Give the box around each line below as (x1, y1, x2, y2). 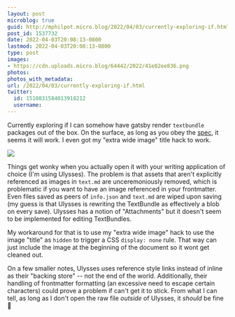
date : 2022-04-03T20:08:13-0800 (7, 36, 101, 43)
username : (13, 102, 42, 109)
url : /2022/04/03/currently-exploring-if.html (7, 82, 145, 89)
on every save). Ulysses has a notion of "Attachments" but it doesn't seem (7, 207, 222, 215)
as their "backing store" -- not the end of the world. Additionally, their (7, 271, 208, 280)
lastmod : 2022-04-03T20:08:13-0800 (7, 43, 111, 50)
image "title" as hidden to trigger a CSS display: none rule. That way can (7, 236, 217, 244)
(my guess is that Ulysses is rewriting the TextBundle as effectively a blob (7, 199, 220, 208)
